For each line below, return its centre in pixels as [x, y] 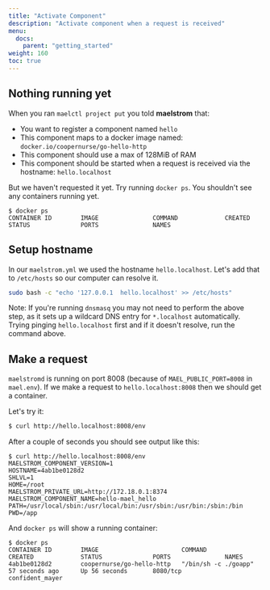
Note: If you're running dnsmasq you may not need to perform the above [126, 308]
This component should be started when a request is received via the [135, 163]
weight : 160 [28, 53]
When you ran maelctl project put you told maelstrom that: [109, 113]
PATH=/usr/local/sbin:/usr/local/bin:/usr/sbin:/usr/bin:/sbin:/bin [126, 506]
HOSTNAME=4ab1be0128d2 [46, 471]
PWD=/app [23, 513]
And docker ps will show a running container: [83, 528]
